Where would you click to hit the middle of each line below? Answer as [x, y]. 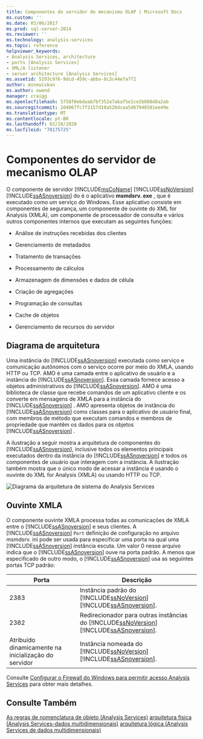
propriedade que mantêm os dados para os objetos [70, 424]
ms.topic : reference [32, 46]
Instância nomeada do [111, 644]
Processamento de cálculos [50, 268]
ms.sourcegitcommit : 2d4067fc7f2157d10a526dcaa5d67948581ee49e [88, 107]
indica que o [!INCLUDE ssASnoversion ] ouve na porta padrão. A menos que [101, 552]
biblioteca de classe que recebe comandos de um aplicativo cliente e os [96, 392]
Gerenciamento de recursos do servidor [65, 326]
